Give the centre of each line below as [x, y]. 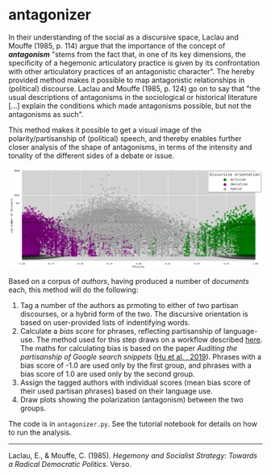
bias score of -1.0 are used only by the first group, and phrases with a [135, 365]
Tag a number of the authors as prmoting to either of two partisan [129, 306]
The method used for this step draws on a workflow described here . [149, 340]
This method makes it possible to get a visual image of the [105, 130]
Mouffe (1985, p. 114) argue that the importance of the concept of [117, 45]
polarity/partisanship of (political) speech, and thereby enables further [125, 138]
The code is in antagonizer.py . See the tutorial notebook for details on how [133, 424]
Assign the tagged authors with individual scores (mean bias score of [135, 383]
